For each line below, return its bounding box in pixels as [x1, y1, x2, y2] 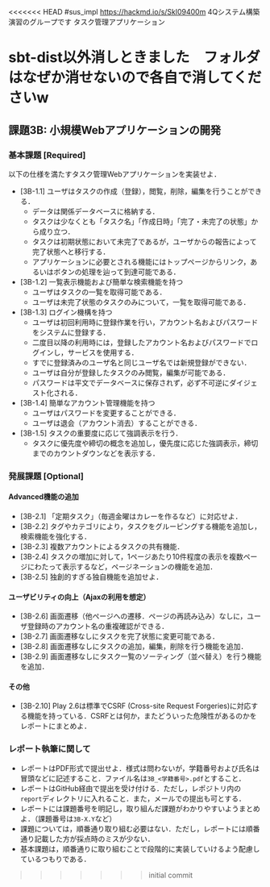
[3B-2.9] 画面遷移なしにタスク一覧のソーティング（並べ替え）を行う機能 [19, 652, 262, 661]
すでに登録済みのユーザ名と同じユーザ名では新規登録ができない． [31, 357, 251, 367]
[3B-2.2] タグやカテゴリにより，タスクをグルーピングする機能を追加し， [19, 522, 262, 531]
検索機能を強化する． [19, 531, 91, 541]
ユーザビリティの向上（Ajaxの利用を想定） [8, 592, 151, 602]
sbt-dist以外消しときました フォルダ [8, 48, 260, 67]
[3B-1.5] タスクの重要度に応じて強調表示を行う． [19, 428, 183, 438]
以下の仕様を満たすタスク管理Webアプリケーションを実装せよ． [8, 169, 222, 179]
